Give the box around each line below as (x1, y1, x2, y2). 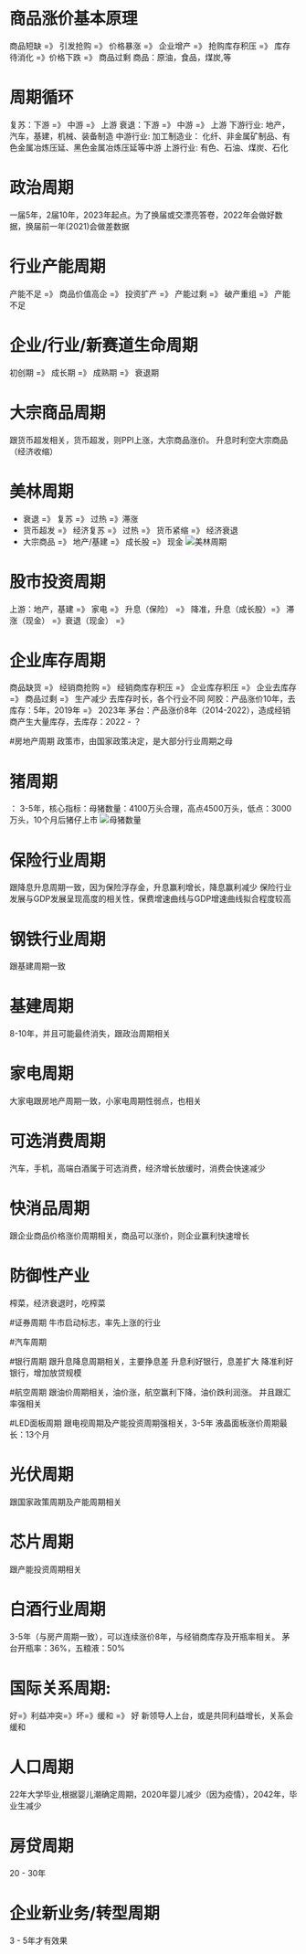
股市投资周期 (9, 571, 107, 592)
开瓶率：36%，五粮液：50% (16, 1642, 125, 1653)
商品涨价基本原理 (9, 8, 139, 29)
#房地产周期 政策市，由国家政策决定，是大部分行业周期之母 (9, 736, 233, 747)
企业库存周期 (9, 650, 107, 671)
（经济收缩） (9, 445, 58, 457)
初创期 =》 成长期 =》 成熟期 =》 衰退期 (9, 366, 160, 377)
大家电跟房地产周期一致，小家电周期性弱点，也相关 (9, 1096, 202, 1107)
